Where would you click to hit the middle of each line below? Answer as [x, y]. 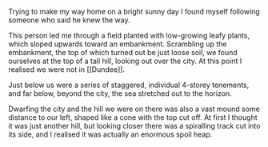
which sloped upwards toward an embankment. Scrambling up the [118, 44]
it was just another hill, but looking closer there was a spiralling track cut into [134, 126]
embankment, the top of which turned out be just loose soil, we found [123, 52]
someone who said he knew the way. [69, 20]
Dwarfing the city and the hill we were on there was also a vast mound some [134, 109]
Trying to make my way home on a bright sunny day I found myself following [134, 12]
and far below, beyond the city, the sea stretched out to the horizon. [120, 93]
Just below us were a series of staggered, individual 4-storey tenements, [129, 85]
